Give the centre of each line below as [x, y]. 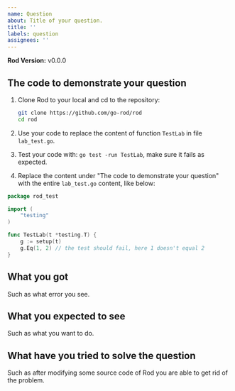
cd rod [27, 119]
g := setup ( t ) [41, 242]
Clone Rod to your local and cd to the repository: [89, 99]
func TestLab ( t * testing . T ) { [52, 235]
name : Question [30, 14]
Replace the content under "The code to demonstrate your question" [118, 175]
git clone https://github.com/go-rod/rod [80, 113]
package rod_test [33, 196]
